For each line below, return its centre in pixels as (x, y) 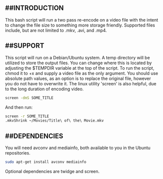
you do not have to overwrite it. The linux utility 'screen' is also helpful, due (81, 83)
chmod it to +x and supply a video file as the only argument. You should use (81, 73)
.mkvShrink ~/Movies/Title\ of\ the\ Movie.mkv (55, 121)
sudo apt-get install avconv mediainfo (46, 162)
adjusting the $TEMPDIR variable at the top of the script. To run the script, (80, 68)
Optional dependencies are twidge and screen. (52, 171)
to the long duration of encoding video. (45, 89)
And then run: (19, 107)
